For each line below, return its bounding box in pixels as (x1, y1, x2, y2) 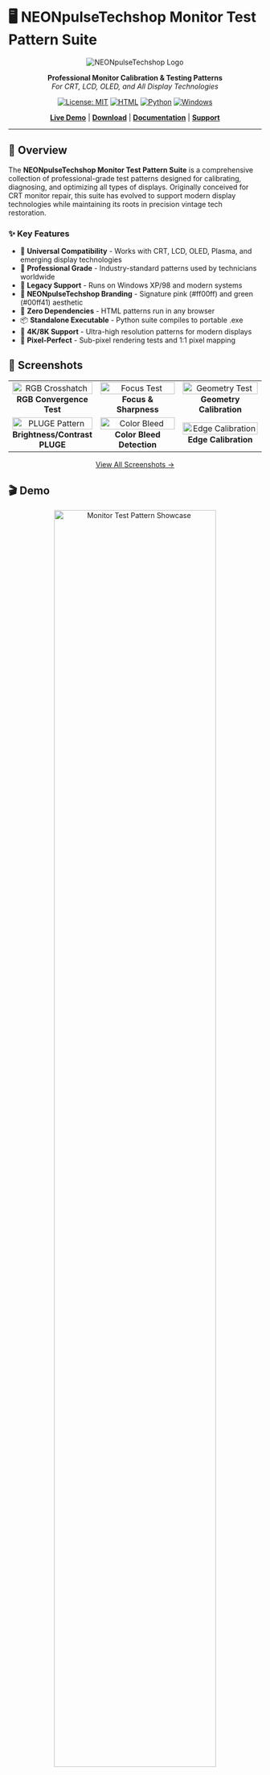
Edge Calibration (187, 433, 253, 445)
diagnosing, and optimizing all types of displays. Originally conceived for (8, 182, 249, 192)
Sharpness (116, 404, 159, 415)
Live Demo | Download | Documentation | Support (50, 112, 220, 122)
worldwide (19, 272, 55, 282)
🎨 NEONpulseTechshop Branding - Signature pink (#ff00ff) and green (19, 289, 254, 299)
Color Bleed (114, 429, 161, 440)
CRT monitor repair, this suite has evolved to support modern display (8, 190, 236, 200)
